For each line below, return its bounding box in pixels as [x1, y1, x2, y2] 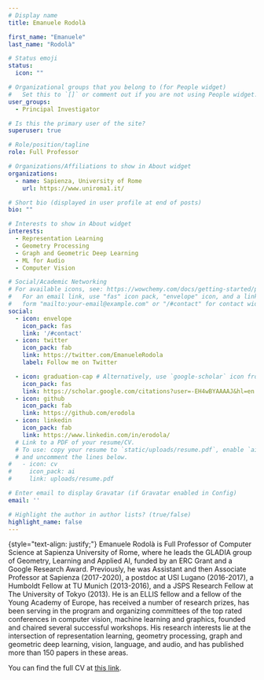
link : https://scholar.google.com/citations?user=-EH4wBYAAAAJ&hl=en [22, 387, 255, 395]
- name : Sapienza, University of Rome [15, 177, 143, 185]
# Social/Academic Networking [8, 278, 108, 286]
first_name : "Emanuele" [8, 33, 86, 41]
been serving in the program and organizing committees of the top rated [8, 606, 242, 616]
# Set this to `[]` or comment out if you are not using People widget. [8, 90, 258, 98]
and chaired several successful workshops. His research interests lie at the [8, 623, 251, 633]
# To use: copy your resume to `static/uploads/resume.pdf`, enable [15, 446, 244, 454]
